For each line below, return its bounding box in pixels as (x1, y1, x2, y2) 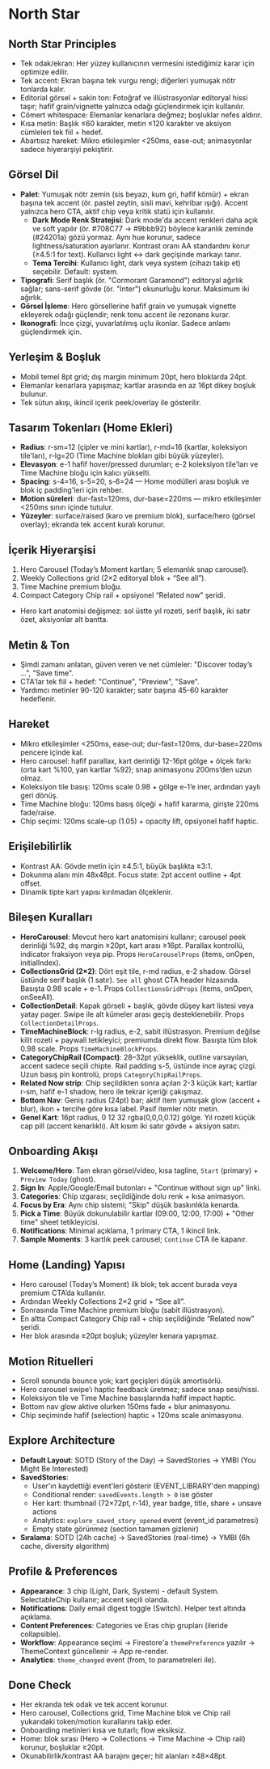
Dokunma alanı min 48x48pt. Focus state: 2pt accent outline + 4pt (19, 870, 241, 879)
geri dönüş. (19, 790, 59, 800)
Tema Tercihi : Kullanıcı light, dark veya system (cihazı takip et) (32, 258, 241, 268)
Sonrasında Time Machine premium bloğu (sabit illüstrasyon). (19, 1306, 225, 1315)
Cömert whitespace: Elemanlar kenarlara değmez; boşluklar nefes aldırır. (19, 110, 263, 120)
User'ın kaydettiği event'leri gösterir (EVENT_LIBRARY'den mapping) (32, 1481, 260, 1491)
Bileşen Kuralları (8, 911, 93, 925)
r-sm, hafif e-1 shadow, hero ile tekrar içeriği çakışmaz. (19, 1086, 204, 1096)
